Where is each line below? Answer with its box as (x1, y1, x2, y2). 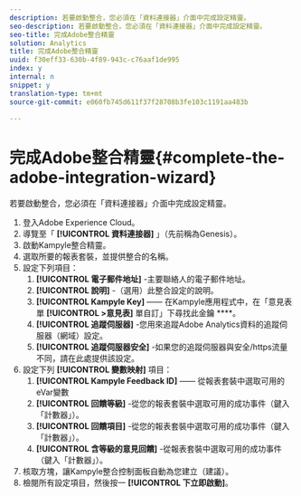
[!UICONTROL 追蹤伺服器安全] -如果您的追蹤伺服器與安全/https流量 (35, 341, 288, 353)
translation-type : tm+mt (9, 89, 103, 98)
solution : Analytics (9, 38, 88, 48)
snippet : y (9, 81, 51, 90)
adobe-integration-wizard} (9, 167, 217, 187)
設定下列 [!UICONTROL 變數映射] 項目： (22, 364, 173, 376)
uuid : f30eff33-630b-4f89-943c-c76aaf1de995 (9, 55, 180, 64)
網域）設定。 (60, 330, 108, 341)
